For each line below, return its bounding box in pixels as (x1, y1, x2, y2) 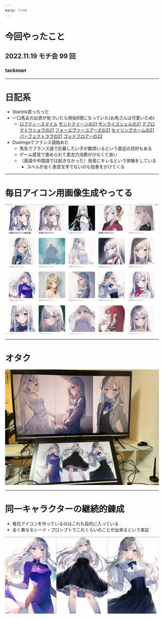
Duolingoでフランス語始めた (12, 139, 69, 145)
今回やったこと (5, 31, 65, 42)
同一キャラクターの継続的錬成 (5, 504, 124, 514)
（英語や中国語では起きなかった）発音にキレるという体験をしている (19, 158, 157, 164)
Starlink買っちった (12, 109, 49, 115)
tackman (5, 67, 27, 74)
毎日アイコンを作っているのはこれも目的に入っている (12, 521, 119, 527)
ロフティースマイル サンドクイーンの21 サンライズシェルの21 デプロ (19, 121, 155, 127)
